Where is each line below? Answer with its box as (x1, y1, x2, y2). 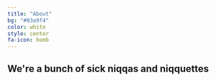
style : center (7, 30, 50, 37)
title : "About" (7, 10, 53, 18)
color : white (7, 23, 46, 30)
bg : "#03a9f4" (7, 17, 50, 24)
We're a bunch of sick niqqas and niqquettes (7, 63, 210, 75)
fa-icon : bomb (7, 37, 50, 44)
